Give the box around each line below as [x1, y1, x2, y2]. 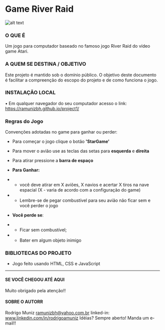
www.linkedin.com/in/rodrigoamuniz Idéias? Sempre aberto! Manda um [5, 315, 149, 321]
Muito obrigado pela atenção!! [5, 287, 66, 293]
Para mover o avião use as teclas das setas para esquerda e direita [12, 148, 150, 154]
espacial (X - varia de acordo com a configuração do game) [19, 187, 141, 193]
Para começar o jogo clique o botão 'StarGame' [12, 138, 110, 144]
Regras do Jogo [5, 118, 43, 125]
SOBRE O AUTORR [5, 299, 43, 305]
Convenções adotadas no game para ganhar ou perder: [5, 129, 118, 135]
